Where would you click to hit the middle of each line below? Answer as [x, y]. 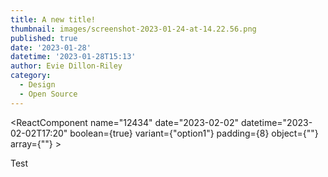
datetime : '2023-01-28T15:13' [73, 57]
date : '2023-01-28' [51, 47]
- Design [37, 85]
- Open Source [48, 94]
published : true [44, 38]
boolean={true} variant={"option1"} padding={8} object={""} [194, 133]
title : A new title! [53, 19]
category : [31, 76]
